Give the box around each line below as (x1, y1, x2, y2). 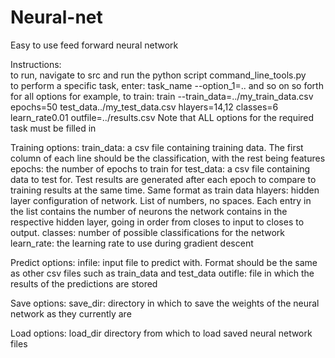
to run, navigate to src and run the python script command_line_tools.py (10, 69, 307, 81)
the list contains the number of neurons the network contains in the (10, 205, 288, 217)
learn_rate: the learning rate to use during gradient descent (10, 237, 254, 249)
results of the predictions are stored (10, 277, 158, 290)
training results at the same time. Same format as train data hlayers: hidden (10, 184, 320, 196)
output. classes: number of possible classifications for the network (10, 226, 285, 238)
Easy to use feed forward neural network (10, 39, 179, 51)
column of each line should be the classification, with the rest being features (10, 152, 326, 164)
